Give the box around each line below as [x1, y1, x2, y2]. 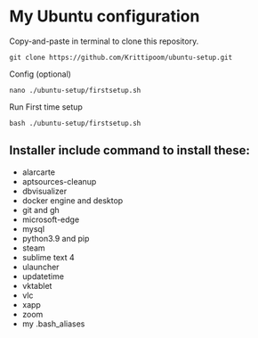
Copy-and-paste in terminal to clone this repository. [9, 36, 199, 46]
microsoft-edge [21, 214, 80, 225]
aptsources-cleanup [21, 176, 97, 186]
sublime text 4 [21, 251, 75, 262]
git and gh [21, 204, 60, 215]
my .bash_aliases [21, 318, 85, 329]
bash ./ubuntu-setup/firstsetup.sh [9, 119, 141, 128]
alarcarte [21, 167, 56, 177]
